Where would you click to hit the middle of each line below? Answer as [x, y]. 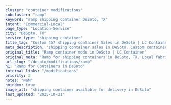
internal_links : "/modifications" [42, 71]
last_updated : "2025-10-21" [35, 94]
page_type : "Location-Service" [38, 29]
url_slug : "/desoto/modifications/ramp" [49, 62]
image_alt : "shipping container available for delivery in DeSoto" [78, 90]
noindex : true [20, 85]
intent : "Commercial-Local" [35, 24]
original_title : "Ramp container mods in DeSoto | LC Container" [76, 52]
